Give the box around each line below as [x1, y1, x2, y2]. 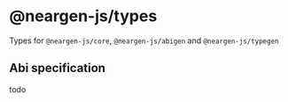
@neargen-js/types [9, 6, 158, 26]
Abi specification [9, 61, 106, 76]
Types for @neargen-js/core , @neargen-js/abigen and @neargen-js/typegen [9, 35, 279, 46]
